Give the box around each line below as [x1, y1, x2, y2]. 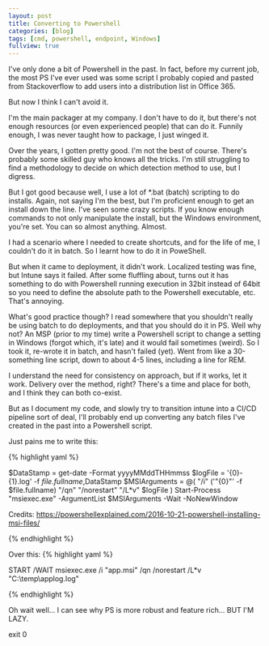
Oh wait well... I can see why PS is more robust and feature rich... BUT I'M [8, 605, 254, 615]
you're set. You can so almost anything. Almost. [8, 222, 167, 232]
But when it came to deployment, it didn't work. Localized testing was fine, [8, 262, 257, 272]
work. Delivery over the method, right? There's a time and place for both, [8, 379, 251, 389]
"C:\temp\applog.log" [8, 574, 79, 584]
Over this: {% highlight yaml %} [8, 550, 113, 559]
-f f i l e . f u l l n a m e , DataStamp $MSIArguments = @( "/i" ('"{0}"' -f [33, 477, 242, 486]
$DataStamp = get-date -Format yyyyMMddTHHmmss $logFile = [8, 468, 225, 478]
